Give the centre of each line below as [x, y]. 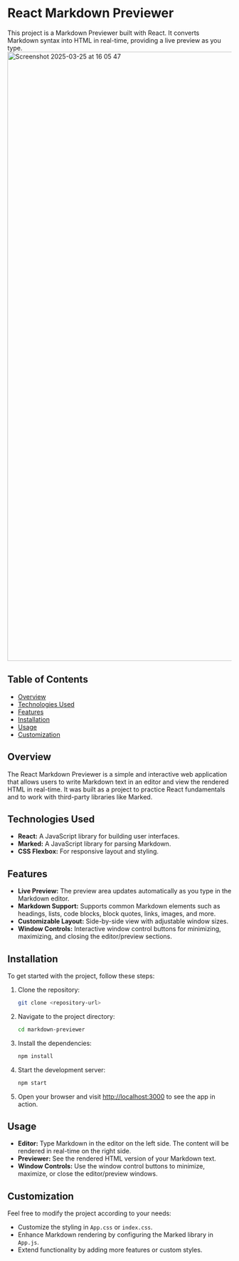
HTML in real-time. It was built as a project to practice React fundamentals [116, 789]
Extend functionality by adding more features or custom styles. [110, 1250]
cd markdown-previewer [51, 1029]
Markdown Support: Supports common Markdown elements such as [119, 906]
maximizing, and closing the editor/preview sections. [95, 936]
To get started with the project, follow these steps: [81, 976]
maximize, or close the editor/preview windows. [87, 1174]
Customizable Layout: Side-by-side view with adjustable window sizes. [123, 921]
